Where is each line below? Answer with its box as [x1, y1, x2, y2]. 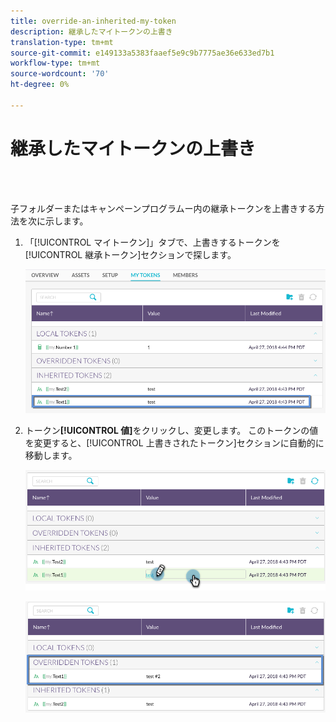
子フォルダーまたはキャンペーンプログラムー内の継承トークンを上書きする [10, 202, 317, 214]
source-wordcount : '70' [10, 69, 110, 79]
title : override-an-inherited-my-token [10, 16, 177, 26]
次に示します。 [27, 215, 89, 227]
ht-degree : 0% [10, 80, 70, 90]
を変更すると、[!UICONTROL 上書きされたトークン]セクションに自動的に [24, 436, 325, 449]
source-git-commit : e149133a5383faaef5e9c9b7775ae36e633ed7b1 [10, 48, 275, 58]
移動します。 [24, 449, 78, 461]
